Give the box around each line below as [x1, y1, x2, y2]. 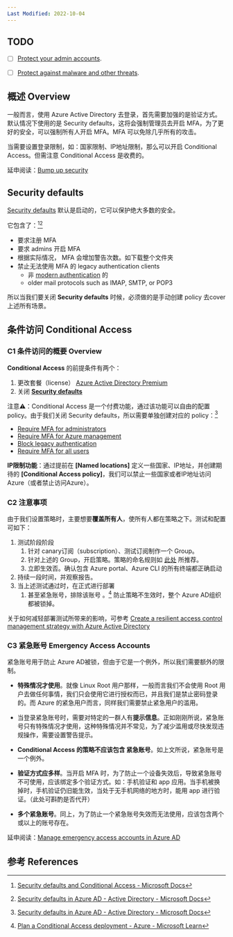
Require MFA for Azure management [17, 432, 121, 440]
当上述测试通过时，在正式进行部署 [17, 582, 115, 590]
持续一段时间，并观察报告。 [17, 573, 97, 582]
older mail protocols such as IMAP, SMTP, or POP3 [27, 278, 173, 287]
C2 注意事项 [7, 498, 47, 508]
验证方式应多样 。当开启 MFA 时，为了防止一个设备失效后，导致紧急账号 [17, 769, 222, 778]
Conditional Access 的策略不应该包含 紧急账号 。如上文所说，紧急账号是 [17, 746, 224, 754]
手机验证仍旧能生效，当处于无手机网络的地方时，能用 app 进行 [35, 787, 214, 795]
